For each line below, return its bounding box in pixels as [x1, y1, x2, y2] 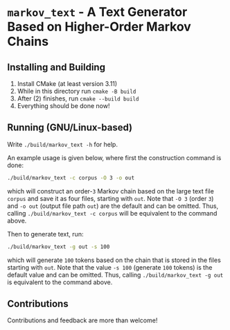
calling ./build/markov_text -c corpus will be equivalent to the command [7, 209, 218, 217]
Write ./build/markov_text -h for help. [7, 140, 118, 148]
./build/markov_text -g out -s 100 [7, 243, 110, 250]
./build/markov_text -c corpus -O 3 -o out [7, 174, 135, 181]
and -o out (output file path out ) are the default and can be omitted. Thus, [7, 202, 219, 210]
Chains [7, 34, 49, 49]
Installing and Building [7, 61, 106, 73]
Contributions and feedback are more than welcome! [7, 316, 158, 324]
